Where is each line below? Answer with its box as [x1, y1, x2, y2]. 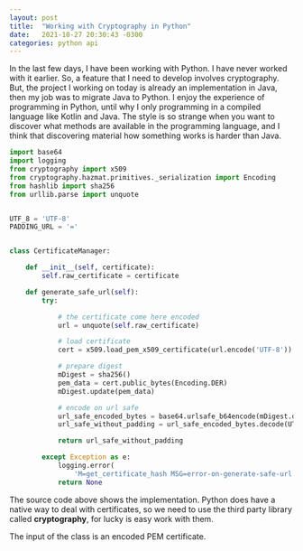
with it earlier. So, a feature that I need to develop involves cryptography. [9, 73, 280, 84]
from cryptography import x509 [9, 164, 127, 173]
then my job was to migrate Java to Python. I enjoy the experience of [9, 92, 265, 103]
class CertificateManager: [9, 247, 111, 256]
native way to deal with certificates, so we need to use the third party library [9, 503, 293, 515]
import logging [9, 156, 67, 165]
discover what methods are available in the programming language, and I [9, 121, 280, 132]
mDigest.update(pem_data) [57, 387, 155, 396]
